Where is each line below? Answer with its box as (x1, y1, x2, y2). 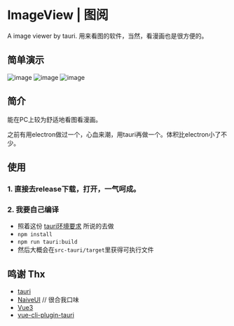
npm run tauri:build (17, 238, 78, 246)
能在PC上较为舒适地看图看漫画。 (7, 115, 102, 123)
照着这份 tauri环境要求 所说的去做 (17, 222, 114, 231)
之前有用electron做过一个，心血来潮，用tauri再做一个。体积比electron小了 (7, 130, 221, 138)
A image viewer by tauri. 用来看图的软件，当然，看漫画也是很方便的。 (7, 32, 208, 40)
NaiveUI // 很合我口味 (17, 295, 79, 304)
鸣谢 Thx (7, 268, 46, 280)
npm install (17, 231, 53, 238)
